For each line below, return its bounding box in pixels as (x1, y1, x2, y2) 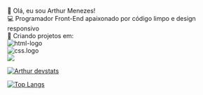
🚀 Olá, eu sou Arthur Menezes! (7, 7, 96, 15)
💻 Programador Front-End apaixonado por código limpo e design (7, 15, 196, 22)
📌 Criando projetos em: (7, 32, 74, 40)
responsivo (7, 24, 40, 33)
